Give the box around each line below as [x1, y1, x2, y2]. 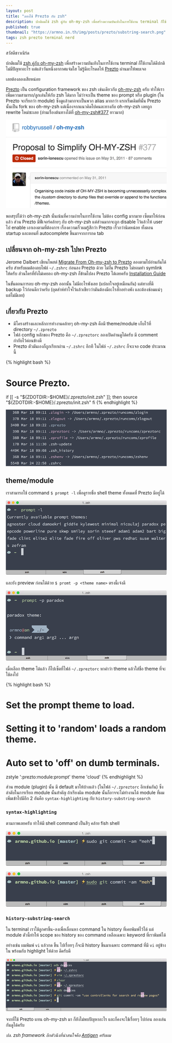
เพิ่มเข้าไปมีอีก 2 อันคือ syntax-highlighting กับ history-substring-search [6, 795, 151, 801]
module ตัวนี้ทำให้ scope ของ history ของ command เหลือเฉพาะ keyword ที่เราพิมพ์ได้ [6, 932, 166, 938]
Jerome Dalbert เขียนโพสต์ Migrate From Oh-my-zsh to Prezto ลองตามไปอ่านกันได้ [6, 258, 166, 265]
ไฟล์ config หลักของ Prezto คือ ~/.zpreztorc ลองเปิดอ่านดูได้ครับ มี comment [13, 332, 158, 338]
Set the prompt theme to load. [6, 700, 135, 711]
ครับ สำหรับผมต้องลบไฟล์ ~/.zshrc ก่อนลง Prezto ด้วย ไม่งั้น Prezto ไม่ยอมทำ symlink [6, 265, 162, 271]
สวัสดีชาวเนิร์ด [6, 50, 30, 56]
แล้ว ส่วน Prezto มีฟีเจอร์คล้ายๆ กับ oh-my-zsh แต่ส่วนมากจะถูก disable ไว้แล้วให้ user [6, 219, 163, 225]
